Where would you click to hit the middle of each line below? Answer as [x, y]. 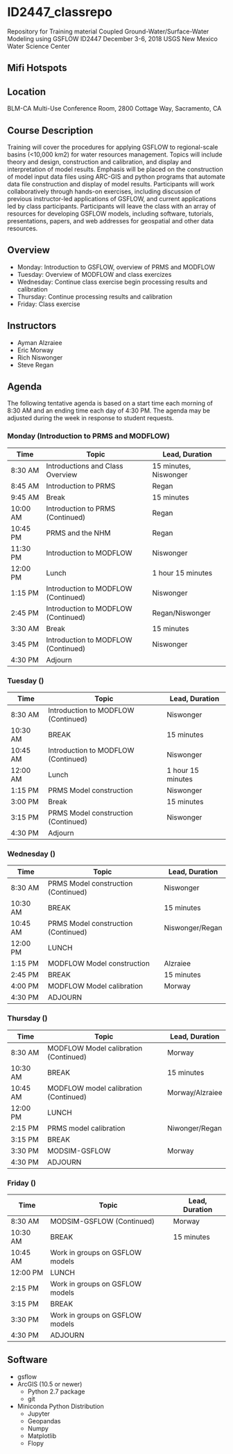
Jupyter [39, 1414]
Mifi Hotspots [37, 68]
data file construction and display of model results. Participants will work [111, 184]
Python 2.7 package [56, 1391]
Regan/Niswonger [182, 613]
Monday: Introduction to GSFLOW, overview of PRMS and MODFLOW [116, 267]
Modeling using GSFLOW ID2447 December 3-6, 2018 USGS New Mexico [113, 38]
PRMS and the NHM [78, 533]
